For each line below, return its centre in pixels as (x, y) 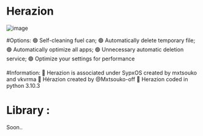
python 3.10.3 (23, 85)
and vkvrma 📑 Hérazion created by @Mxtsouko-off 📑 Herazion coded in (97, 79)
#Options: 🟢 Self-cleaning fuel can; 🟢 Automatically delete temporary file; (101, 40)
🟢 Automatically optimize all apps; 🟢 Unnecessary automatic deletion (95, 49)
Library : (28, 110)
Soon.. (15, 127)
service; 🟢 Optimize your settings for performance (71, 59)
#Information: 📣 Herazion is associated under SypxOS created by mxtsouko (102, 73)
